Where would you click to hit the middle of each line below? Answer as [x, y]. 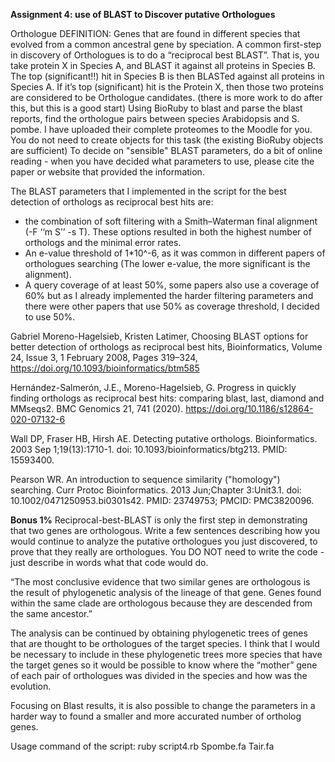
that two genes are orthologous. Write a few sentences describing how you [165, 530]
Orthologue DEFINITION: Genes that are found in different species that [155, 33]
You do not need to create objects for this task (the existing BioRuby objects [167, 140]
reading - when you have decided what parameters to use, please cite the [162, 161]
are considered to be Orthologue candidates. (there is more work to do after [166, 97]
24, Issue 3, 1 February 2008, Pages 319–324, [104, 357]
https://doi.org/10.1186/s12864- [249, 408]
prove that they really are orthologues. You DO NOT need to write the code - [167, 552]
